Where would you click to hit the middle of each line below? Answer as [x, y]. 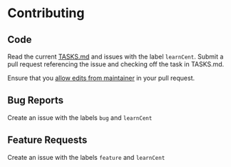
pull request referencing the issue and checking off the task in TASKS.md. [116, 64]
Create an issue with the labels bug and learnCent [80, 117]
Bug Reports [36, 100]
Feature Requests [47, 140]
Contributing [46, 13]
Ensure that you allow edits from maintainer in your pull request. [101, 78]
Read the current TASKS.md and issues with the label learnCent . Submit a [115, 56]
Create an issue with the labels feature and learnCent [86, 157]
